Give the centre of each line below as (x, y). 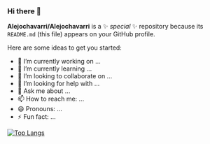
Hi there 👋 (24, 11)
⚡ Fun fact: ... (36, 117)
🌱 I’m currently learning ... (55, 69)
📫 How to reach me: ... (51, 99)
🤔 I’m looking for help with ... (58, 84)
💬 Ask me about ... (44, 91)
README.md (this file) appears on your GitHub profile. (81, 34)
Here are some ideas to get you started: (65, 48)
